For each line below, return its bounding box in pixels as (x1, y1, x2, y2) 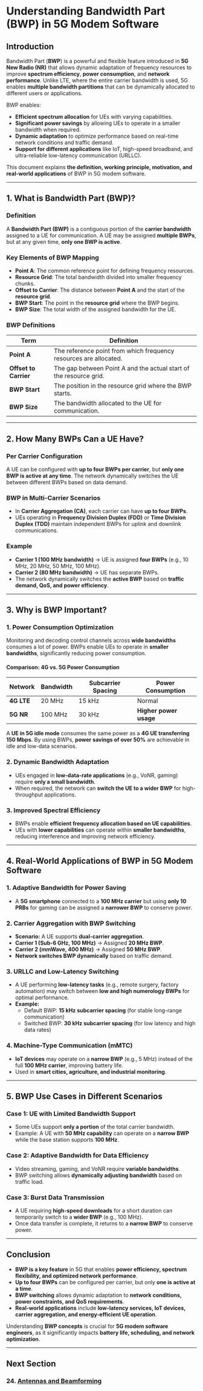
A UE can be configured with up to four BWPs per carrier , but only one (6, 465, 184, 473)
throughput (14, 790, 43, 798)
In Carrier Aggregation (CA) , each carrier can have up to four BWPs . (14, 508, 188, 515)
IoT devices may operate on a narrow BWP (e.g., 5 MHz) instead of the (14, 1055, 193, 1062)
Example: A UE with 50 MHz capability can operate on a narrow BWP (14, 1130, 189, 1137)
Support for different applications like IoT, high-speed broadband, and (14, 146, 193, 152)
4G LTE (9, 696, 30, 705)
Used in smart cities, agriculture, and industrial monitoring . (14, 1068, 167, 1075)
